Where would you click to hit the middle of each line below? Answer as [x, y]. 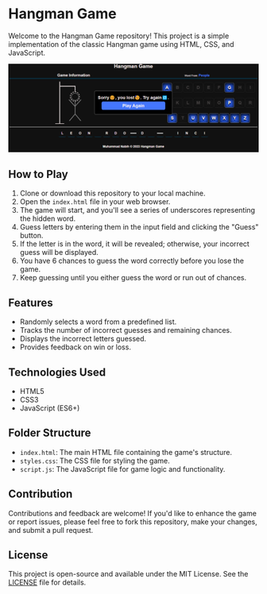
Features [31, 303]
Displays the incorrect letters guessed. [83, 339]
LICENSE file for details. [47, 582]
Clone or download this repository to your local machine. [112, 193]
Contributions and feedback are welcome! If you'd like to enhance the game [132, 513]
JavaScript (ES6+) [50, 408]
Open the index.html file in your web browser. [95, 202]
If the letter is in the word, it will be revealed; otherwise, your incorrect [135, 244]
